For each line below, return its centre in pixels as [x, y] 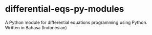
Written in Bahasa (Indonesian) [36, 27]
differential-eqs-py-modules [65, 9]
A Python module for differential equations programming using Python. [76, 22]
